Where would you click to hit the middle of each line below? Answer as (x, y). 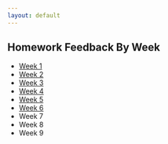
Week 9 (31, 133)
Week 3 (31, 83)
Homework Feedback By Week (84, 48)
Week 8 (31, 125)
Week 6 (31, 108)
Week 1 (30, 66)
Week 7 (31, 116)
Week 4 (31, 91)
